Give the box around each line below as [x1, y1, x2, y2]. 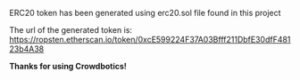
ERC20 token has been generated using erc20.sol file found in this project [9, 8, 281, 18]
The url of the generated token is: [9, 25, 132, 35]
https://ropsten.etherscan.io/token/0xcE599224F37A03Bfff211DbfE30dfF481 [9, 35, 291, 44]
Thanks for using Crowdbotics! [9, 61, 128, 71]
